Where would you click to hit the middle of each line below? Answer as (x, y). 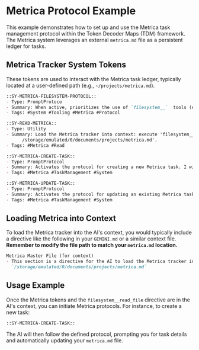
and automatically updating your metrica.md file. (65, 340)
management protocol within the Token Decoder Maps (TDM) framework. (96, 33)
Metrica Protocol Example (71, 11)
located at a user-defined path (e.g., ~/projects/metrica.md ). (81, 85)
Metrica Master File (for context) (50, 256)
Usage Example (36, 285)
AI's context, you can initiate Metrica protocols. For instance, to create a (94, 306)
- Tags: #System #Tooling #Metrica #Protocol (63, 113)
